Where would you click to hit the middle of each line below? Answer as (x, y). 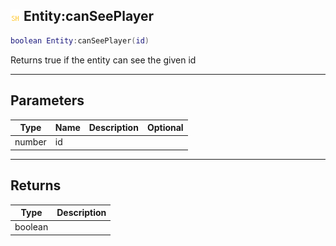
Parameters (47, 100)
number (30, 142)
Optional (165, 127)
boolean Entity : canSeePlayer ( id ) (80, 40)
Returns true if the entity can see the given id (103, 60)
